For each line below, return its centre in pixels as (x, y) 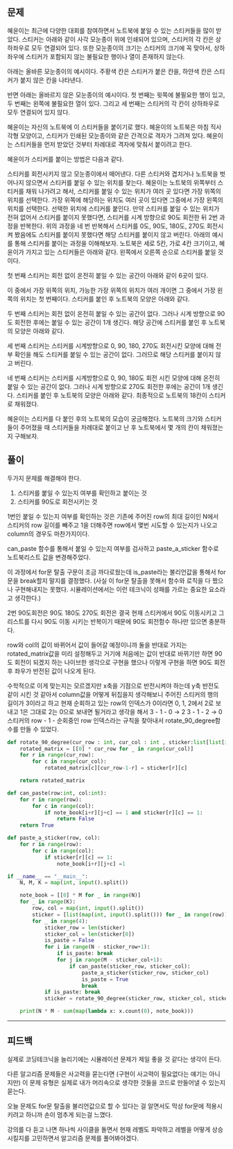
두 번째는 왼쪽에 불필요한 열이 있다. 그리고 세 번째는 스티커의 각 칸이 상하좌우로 (113, 104)
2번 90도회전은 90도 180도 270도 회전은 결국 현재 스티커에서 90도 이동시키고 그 (116, 613)
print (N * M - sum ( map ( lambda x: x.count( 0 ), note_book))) (107, 1011)
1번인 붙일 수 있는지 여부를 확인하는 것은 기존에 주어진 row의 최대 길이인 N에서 (113, 516)
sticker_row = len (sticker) (85, 927)
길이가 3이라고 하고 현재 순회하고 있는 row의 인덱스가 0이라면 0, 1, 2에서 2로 (111, 703)
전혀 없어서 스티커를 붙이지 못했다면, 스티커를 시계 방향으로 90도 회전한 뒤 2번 (113, 217)
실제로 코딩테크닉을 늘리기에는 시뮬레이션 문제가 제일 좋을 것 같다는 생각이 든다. (114, 1059)
